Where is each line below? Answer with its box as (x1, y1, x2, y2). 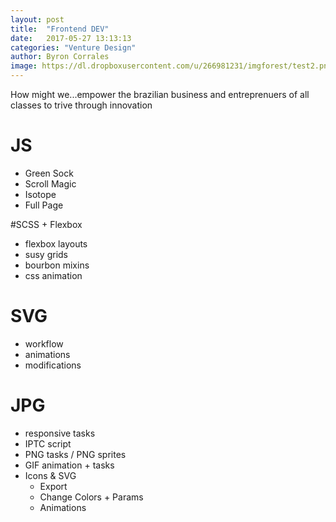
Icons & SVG (24, 469, 77, 481)
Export (39, 480, 68, 492)
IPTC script (24, 437, 72, 450)
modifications (24, 359, 82, 371)
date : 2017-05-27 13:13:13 (10, 33, 132, 43)
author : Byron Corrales (10, 52, 110, 62)
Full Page (24, 199, 64, 211)
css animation (24, 269, 83, 281)
